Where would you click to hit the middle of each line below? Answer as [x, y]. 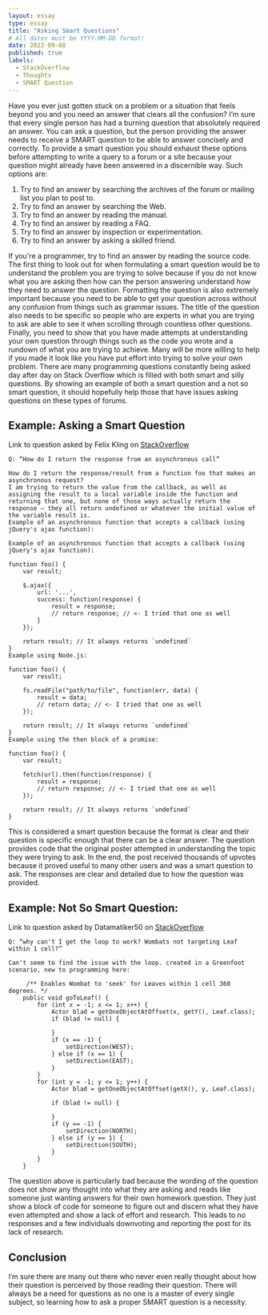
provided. [24, 883]
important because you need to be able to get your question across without [133, 298]
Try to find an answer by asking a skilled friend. [98, 240]
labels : [21, 61]
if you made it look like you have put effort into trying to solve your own [126, 358]
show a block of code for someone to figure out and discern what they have [133, 1207]
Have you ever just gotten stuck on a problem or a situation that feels [122, 106]
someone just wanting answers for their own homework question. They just [132, 1198]
